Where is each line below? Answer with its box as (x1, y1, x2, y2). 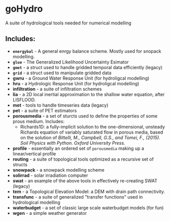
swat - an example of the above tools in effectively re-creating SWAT (12, 177, 157, 183)
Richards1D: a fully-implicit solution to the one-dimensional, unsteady (20, 123, 165, 130)
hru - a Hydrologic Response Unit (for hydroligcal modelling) (12, 80, 140, 86)
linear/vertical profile (12, 150, 56, 156)
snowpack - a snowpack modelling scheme (12, 167, 105, 173)
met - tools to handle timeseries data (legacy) (12, 102, 109, 108)
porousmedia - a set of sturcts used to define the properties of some (12, 113, 158, 119)
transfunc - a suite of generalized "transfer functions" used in (12, 194, 143, 200)
